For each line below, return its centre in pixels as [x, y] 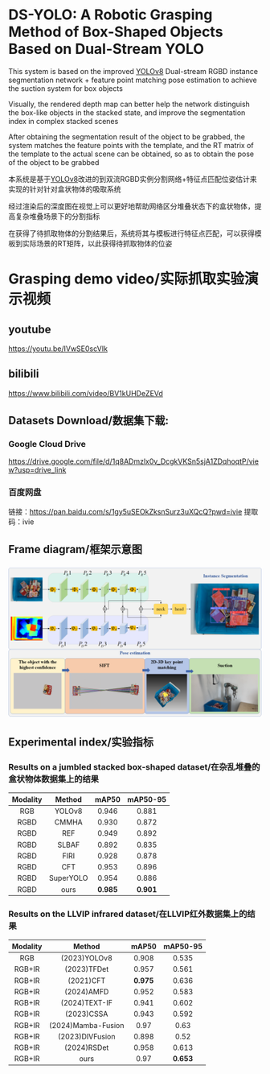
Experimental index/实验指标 [81, 742]
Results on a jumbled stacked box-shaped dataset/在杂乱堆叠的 [134, 766]
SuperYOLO [69, 878]
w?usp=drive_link [37, 470]
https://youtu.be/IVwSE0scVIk [58, 349]
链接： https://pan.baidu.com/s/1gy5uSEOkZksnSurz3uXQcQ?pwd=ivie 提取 [133, 511]
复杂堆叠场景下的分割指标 [57, 216]
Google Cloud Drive [47, 444]
